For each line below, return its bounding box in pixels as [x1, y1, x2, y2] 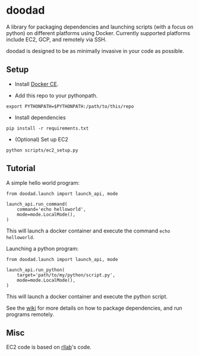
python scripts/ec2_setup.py [6, 147, 78, 153]
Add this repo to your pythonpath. [14, 92, 98, 99]
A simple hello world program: [6, 179, 80, 186]
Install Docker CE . [14, 80, 59, 87]
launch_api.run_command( [6, 201, 68, 207]
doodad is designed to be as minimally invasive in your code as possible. [6, 47, 185, 54]
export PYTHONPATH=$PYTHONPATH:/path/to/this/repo [6, 103, 134, 109]
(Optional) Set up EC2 [14, 136, 68, 143]
